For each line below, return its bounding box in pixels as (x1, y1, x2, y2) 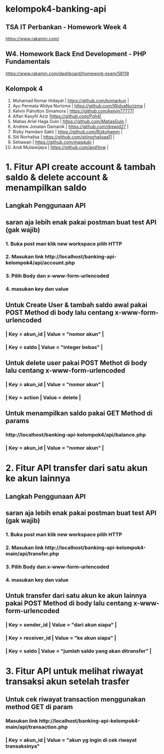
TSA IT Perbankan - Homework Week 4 (5, 23, 127, 31)
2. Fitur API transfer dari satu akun (5, 463, 148, 474)
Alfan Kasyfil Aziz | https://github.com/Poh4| (12, 113, 102, 119)
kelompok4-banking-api (5, 3, 106, 15)
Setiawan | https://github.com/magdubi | (12, 139, 94, 145)
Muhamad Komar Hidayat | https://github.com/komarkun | (12, 98, 129, 103)
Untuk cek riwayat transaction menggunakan (5, 695, 146, 704)
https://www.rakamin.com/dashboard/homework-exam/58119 (5, 70, 129, 76)
